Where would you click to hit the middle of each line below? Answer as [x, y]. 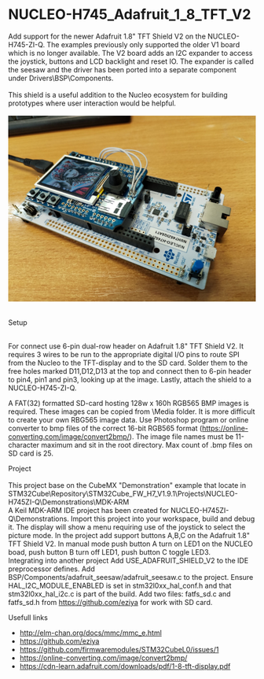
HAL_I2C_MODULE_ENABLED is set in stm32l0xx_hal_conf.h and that [120, 585]
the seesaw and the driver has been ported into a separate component [123, 69]
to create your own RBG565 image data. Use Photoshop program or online [128, 419]
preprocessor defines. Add [52, 569]
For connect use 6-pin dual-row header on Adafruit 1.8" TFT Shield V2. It [126, 346]
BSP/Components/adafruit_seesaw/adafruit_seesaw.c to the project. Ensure [131, 577]
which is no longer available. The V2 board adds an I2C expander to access [130, 53]
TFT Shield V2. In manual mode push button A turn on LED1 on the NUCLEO [130, 544]
